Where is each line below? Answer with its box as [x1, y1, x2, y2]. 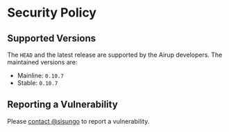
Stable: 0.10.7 [17, 79, 58, 87]
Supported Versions [7, 32, 96, 44]
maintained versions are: [7, 58, 78, 66]
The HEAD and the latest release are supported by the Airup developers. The [7, 50, 223, 59]
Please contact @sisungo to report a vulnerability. [7, 117, 150, 125]
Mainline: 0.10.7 [17, 71, 65, 79]
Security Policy [7, 5, 97, 21]
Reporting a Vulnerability [7, 99, 118, 111]
